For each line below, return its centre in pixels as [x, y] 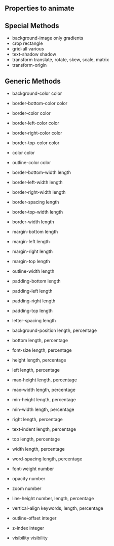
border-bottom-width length [42, 172]
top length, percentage [36, 439]
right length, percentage [37, 420]
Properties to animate [40, 8]
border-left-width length [37, 183]
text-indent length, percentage [44, 429]
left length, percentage [36, 370]
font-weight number [33, 469]
